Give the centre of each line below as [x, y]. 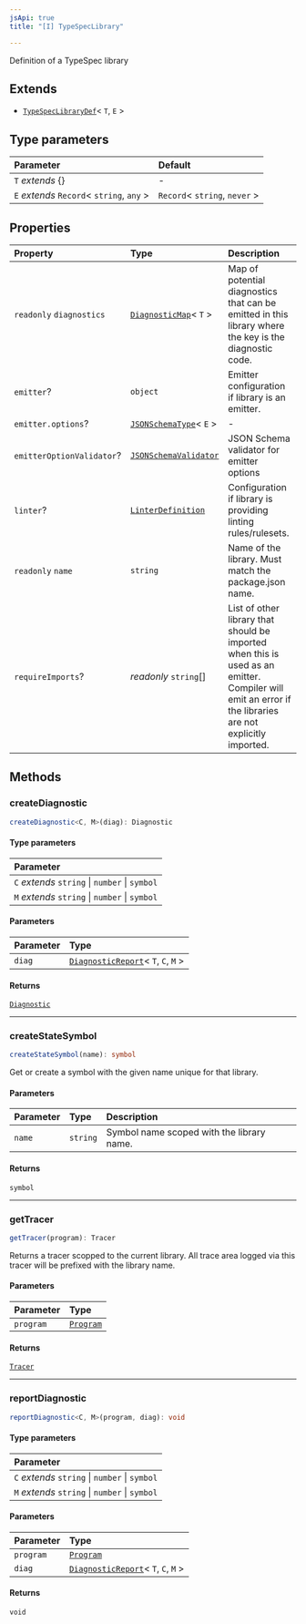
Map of [243, 268]
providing [248, 509]
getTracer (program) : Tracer [63, 1238]
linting [241, 521]
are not [243, 722]
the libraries [253, 710]
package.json [256, 581]
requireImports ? [49, 676]
